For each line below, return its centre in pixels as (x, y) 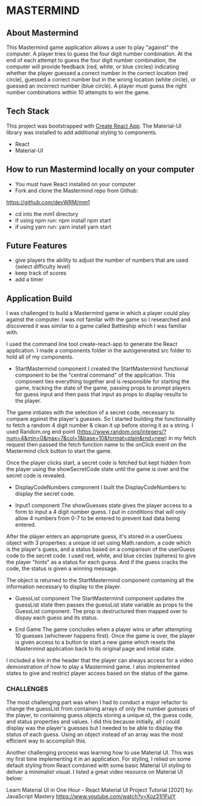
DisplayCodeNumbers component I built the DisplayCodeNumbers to (100, 487)
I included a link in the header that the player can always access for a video (100, 660)
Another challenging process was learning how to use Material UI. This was (100, 752)
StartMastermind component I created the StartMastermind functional (102, 369)
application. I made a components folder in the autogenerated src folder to (99, 351)
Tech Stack (28, 112)
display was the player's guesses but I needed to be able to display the (94, 728)
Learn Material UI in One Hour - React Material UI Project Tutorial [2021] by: (100, 790)
